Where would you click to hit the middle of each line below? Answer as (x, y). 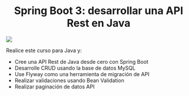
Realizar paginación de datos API (55, 87)
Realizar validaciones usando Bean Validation (69, 80)
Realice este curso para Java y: (44, 50)
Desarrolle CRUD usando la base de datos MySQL (75, 68)
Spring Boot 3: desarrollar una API (99, 11)
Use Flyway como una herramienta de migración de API (82, 74)
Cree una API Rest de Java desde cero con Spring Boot (81, 61)
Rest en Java (99, 23)
